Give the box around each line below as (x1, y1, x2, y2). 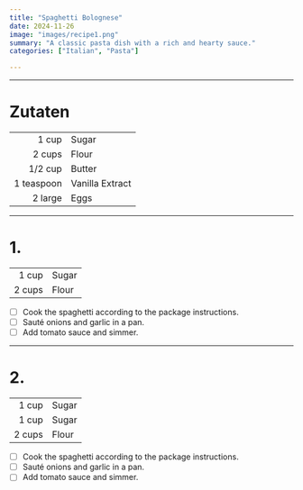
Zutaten (9, 102, 70, 122)
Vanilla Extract (70, 177, 132, 190)
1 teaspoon (14, 177, 63, 190)
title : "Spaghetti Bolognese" (9, 13, 124, 23)
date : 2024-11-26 (9, 22, 75, 31)
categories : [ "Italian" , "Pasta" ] (9, 47, 140, 56)
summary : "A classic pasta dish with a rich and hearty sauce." (9, 38, 256, 48)
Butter (70, 163, 97, 176)
